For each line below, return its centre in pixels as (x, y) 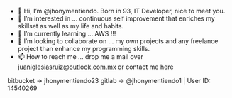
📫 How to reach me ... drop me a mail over (81, 56)
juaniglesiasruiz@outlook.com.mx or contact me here (95, 67)
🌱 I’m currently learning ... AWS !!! (67, 33)
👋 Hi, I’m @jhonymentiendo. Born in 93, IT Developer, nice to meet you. (121, 11)
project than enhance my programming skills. (84, 49)
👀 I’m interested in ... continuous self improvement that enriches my (116, 18)
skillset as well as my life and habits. (71, 26)
